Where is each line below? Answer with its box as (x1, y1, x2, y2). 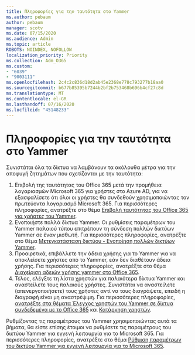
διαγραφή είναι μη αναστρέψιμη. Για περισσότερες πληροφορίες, (14, 294, 176, 301)
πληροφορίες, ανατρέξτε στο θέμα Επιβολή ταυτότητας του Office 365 (14, 207, 189, 214)
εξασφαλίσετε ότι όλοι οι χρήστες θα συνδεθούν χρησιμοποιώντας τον (14, 194, 190, 201)
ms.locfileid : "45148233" (6, 107, 69, 113)
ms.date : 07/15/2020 (6, 31, 57, 36)
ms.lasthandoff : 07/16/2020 (6, 101, 75, 107)
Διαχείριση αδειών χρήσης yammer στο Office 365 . (14, 269, 140, 276)
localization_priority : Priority (6, 52, 88, 58)
